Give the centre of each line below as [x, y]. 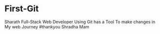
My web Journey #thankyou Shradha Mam [47, 26]
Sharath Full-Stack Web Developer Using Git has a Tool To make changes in [80, 22]
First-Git [22, 9]
